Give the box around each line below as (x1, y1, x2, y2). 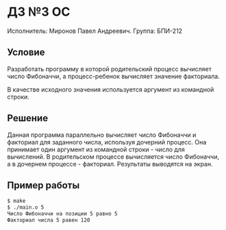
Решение (7, 112, 49, 124)
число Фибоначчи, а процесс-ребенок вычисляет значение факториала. (7, 72, 221, 80)
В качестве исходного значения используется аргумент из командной (7, 85, 214, 93)
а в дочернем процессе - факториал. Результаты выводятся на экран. (7, 159, 214, 168)
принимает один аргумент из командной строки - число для (7, 145, 185, 153)
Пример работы (7, 179, 80, 191)
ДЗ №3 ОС (7, 4, 71, 20)
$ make (7, 198, 26, 205)
